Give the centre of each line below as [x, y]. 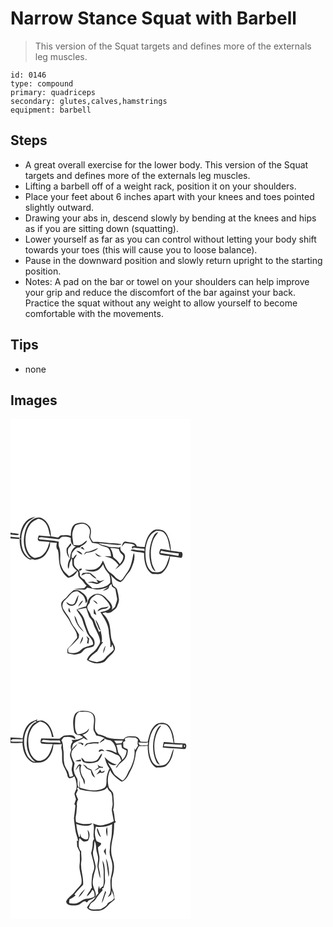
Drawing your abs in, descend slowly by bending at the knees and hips [170, 218]
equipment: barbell [51, 110]
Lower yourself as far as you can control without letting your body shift [170, 239]
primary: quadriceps [53, 92]
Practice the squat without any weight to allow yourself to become [161, 303]
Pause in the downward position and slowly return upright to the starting [173, 260]
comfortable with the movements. [94, 313]
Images [34, 400]
